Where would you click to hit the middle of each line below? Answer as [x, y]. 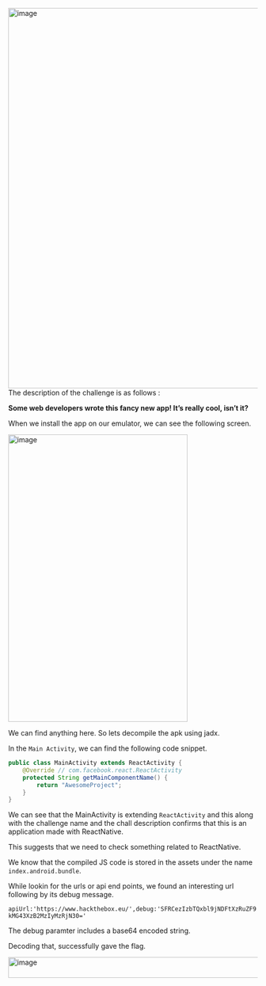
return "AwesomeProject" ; [80, 785]
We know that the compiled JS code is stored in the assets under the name [131, 862]
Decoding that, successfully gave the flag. [77, 946]
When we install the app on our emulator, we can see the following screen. [130, 423]
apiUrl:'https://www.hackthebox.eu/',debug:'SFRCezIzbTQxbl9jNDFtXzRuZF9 [133, 909]
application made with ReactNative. [66, 831]
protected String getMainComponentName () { [95, 778]
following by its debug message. [61, 895]
